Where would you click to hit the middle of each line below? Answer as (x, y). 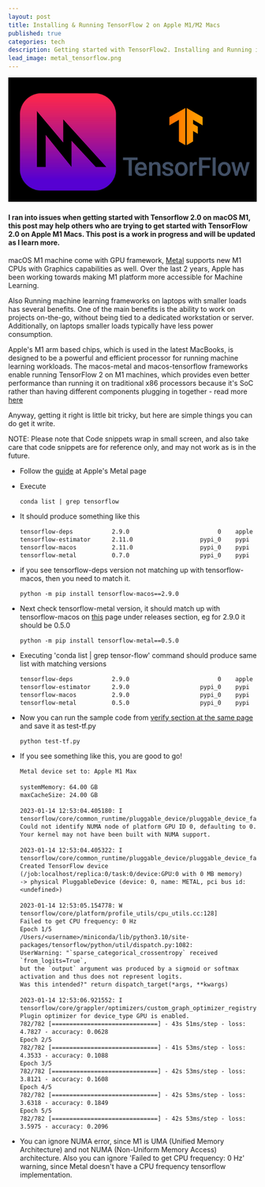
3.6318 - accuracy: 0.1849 (64, 1103)
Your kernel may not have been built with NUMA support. (115, 834)
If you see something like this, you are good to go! (101, 756)
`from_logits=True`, (53, 960)
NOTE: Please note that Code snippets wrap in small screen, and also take (129, 439)
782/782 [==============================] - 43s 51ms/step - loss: (132, 1024)
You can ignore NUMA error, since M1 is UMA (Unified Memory (122, 1141)
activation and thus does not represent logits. (101, 976)
